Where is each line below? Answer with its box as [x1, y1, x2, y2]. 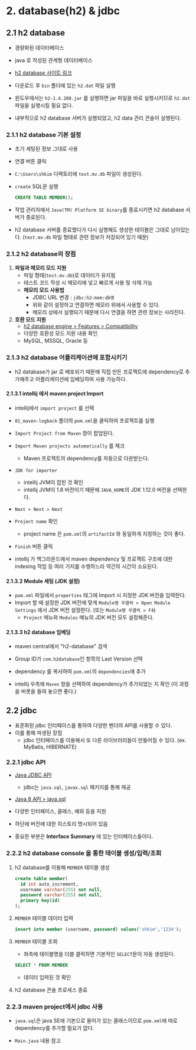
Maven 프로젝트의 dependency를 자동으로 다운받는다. [23, 455, 149, 462]
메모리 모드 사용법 [23, 286, 65, 294]
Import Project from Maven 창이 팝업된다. [14, 429, 114, 436]
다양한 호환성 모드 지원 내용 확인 [23, 330, 98, 337]
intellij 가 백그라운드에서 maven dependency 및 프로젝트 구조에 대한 [14, 555, 173, 562]
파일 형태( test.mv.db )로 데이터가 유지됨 [23, 272, 116, 279]
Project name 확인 [14, 517, 58, 524]
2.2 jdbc [6, 706, 37, 716]
